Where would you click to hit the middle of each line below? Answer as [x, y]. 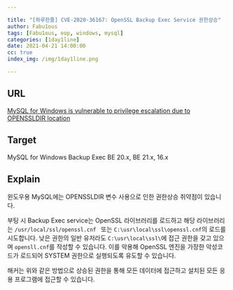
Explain [24, 179]
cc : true [20, 53]
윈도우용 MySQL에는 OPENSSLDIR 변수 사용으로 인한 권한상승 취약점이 [105, 197]
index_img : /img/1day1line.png [53, 59]
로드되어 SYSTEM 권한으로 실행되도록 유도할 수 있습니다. [98, 256]
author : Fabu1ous [33, 26]
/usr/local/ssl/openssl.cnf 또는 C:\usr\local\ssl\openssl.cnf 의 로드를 [120, 230]
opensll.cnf [32, 248]
